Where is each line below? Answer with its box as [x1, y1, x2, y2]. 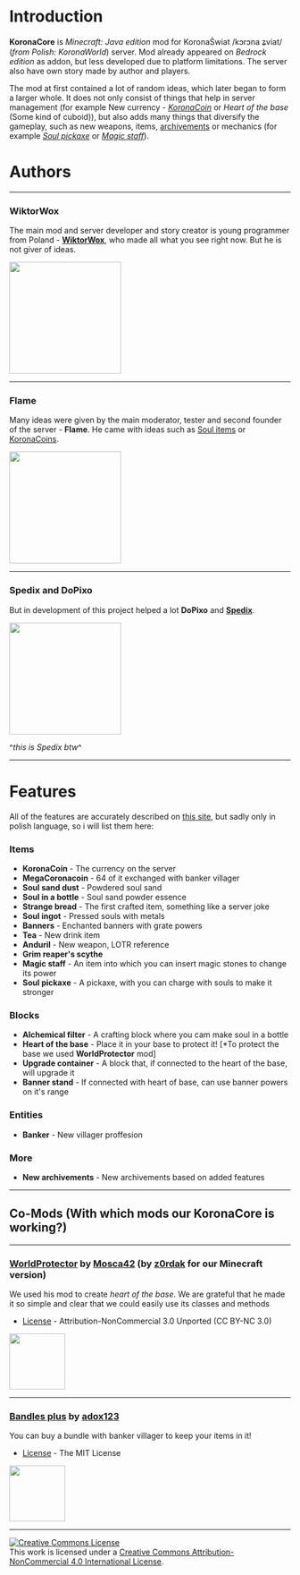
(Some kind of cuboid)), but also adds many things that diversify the [9, 111, 260, 122]
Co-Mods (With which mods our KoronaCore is [9, 1206, 275, 1222]
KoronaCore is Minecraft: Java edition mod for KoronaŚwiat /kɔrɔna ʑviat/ [9, 36, 283, 47]
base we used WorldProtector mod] [21, 1049, 156, 1060]
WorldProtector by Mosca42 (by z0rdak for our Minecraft [9, 1257, 263, 1270]
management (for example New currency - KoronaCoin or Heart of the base [9, 101, 288, 113]
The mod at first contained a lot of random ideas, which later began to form [9, 82, 287, 93]
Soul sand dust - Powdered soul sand [21, 882, 162, 892]
